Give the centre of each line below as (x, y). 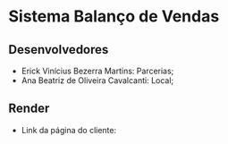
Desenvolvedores (59, 50)
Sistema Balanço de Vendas (114, 17)
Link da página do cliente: (69, 130)
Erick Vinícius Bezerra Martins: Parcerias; (97, 71)
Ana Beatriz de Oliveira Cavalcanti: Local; (97, 80)
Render (29, 109)
